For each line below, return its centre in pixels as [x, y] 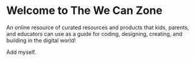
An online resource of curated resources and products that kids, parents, [98, 27]
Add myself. [21, 52]
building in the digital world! [41, 40]
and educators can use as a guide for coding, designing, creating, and [94, 33]
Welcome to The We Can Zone [84, 11]
